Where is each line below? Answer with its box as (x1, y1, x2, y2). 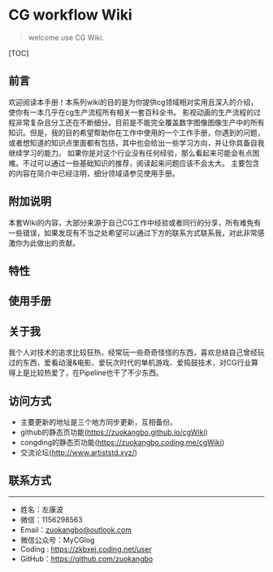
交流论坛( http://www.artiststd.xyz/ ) (19, 448, 138, 457)
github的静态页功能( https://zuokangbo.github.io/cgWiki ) (19, 427, 209, 437)
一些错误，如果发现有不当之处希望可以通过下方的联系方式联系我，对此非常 (8, 228, 258, 238)
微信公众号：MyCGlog (19, 535, 95, 544)
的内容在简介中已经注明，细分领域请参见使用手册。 (8, 168, 180, 178)
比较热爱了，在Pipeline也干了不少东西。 (29, 368, 164, 378)
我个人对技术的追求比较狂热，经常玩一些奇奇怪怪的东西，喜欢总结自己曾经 (8, 347, 258, 357)
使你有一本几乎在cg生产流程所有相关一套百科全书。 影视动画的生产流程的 (8, 107, 254, 117)
